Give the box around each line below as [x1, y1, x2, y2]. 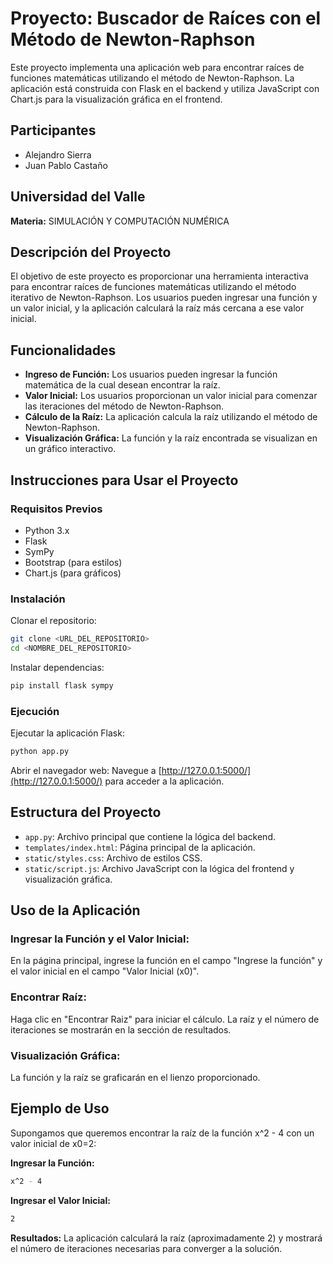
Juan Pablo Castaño [24, 159, 108, 171]
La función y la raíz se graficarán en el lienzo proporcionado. [10, 1072, 261, 1084]
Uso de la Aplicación [10, 902, 141, 919]
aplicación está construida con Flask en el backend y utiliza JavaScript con [10, 82, 320, 94]
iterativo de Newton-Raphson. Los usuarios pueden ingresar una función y [10, 292, 318, 304]
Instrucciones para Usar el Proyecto [10, 472, 239, 489]
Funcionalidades [10, 342, 117, 359]
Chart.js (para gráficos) [24, 567, 122, 579]
